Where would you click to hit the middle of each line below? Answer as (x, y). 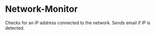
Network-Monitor (41, 9)
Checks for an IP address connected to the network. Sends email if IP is (78, 23)
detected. (15, 28)
